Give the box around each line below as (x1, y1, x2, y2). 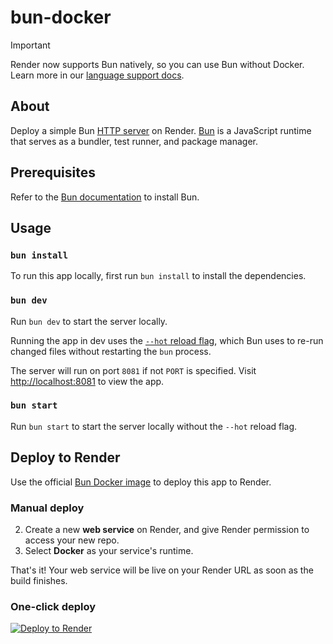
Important (10, 39, 51, 51)
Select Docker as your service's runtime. (24, 544, 194, 556)
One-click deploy (10, 599, 97, 613)
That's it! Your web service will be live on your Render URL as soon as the (10, 564, 314, 576)
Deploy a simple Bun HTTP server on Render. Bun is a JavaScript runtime (10, 124, 312, 136)
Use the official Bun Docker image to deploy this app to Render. (10, 476, 272, 488)
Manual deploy (10, 501, 85, 515)
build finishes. (10, 574, 68, 586)
